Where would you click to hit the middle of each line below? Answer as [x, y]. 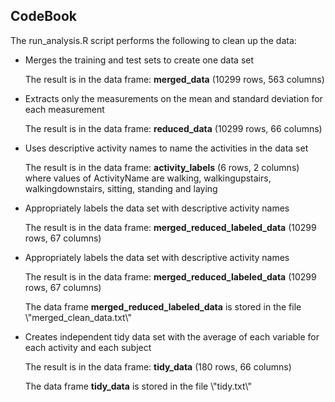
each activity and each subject [88, 347]
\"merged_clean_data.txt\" [78, 317]
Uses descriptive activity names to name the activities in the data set [166, 148]
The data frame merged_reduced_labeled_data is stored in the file [163, 306]
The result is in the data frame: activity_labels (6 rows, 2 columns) [162, 167]
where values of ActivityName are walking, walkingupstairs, [148, 178]
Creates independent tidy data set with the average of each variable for [172, 336]
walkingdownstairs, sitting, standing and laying [121, 188]
